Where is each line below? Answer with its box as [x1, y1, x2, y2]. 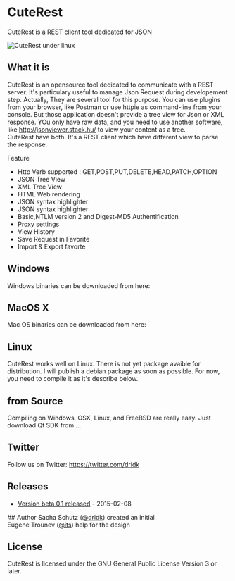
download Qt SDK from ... [7, 421, 82, 430]
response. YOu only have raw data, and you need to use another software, [7, 118, 223, 126]
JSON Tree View [17, 175, 65, 183]
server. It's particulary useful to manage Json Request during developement [7, 87, 228, 96]
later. [7, 567, 23, 575]
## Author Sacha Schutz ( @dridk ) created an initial [7, 513, 155, 521]
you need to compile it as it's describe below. [7, 375, 139, 383]
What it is [7, 61, 50, 74]
